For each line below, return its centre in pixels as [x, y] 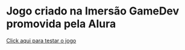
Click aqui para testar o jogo [41, 40]
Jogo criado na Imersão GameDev [93, 11]
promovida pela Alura [61, 24]
